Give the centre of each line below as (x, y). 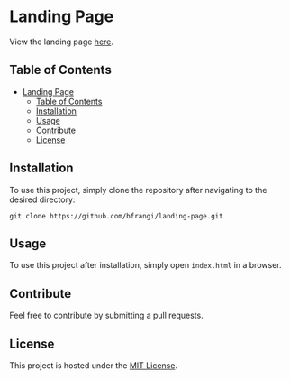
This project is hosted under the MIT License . (94, 366)
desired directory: (42, 199)
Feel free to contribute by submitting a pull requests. (107, 315)
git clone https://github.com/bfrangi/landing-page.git (116, 216)
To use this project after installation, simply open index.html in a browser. (145, 265)
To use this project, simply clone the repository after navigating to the (138, 190)
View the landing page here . (62, 42)
